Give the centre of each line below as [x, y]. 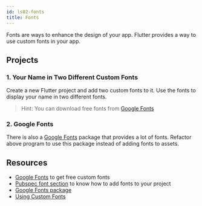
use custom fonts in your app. [43, 41]
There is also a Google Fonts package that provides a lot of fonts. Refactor [99, 137]
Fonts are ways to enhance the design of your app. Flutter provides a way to [101, 34]
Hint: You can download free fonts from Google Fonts [87, 109]
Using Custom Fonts [40, 196]
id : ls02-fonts [25, 12]
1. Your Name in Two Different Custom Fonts [72, 77]
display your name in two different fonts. [57, 97]
